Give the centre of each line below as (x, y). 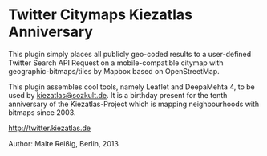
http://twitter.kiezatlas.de (49, 128)
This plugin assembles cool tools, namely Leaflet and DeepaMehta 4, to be (131, 87)
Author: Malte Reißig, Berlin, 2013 (63, 143)
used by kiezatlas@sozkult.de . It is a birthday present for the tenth (118, 95)
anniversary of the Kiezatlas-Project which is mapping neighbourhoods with (134, 104)
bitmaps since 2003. (42, 112)
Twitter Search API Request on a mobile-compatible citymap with (116, 63)
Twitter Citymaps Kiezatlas (100, 15)
